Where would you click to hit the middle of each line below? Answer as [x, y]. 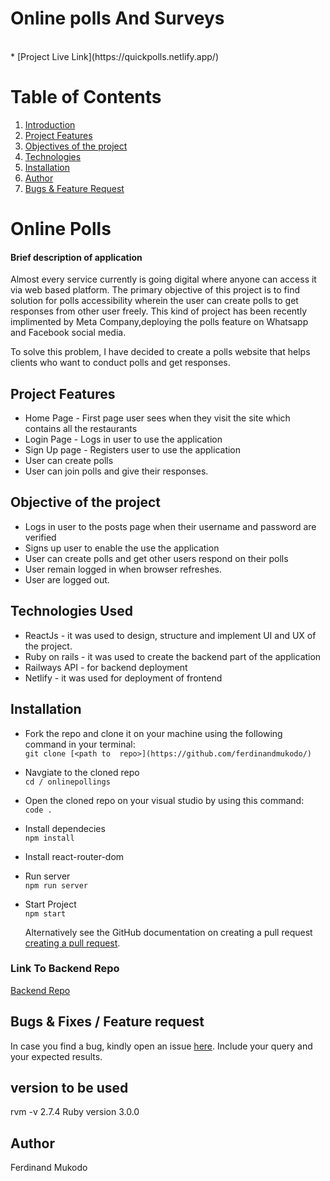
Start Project [50, 904]
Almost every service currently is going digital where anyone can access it [163, 279]
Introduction [50, 124]
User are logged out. [67, 579]
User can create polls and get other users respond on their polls [156, 558]
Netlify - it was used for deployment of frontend [123, 678]
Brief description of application [76, 257]
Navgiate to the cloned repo [82, 772]
